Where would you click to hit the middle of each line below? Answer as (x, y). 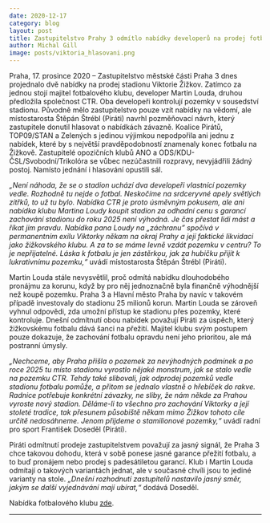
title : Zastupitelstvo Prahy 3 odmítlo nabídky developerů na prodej (128, 38)
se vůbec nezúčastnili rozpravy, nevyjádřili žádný (171, 161)
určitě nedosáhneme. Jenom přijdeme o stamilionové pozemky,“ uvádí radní (135, 421)
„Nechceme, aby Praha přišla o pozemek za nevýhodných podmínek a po (131, 361)
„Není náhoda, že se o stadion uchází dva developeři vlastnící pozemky (128, 185)
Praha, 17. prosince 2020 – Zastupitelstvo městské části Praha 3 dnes (123, 76)
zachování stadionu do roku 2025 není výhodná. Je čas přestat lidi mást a (132, 219)
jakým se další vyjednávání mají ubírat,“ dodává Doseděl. (104, 487)
